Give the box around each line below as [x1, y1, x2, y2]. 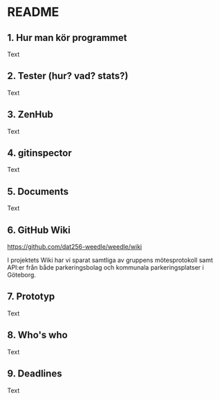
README [7, 4, 59, 20]
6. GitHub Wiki [7, 224, 71, 236]
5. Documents [7, 185, 69, 198]
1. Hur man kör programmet [7, 32, 127, 44]
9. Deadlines [7, 368, 62, 380]
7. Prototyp [7, 290, 55, 302]
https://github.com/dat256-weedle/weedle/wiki [7, 243, 143, 251]
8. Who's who [7, 329, 68, 341]
